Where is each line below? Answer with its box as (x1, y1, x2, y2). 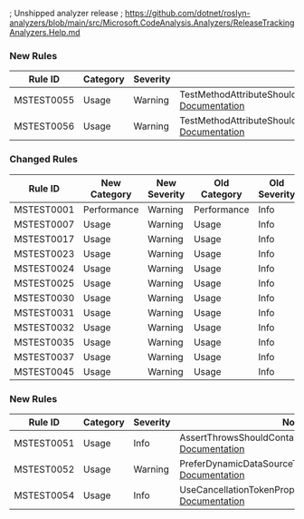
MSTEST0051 (14, 436, 75, 449)
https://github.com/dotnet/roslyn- (125, 8, 251, 18)
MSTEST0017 (14, 232, 75, 245)
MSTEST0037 (14, 350, 75, 363)
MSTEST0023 (14, 247, 75, 259)
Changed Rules (9, 153, 79, 166)
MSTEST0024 (14, 262, 75, 275)
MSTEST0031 (14, 306, 75, 318)
